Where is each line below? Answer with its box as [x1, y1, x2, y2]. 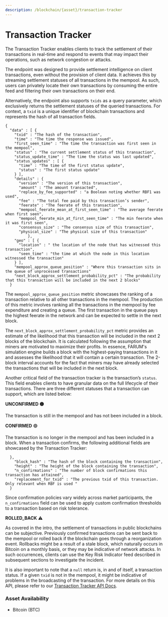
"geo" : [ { [14, 238, 39, 243]
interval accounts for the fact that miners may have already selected [17, 359, 159, 365]
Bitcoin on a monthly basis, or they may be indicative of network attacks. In [5, 546, 161, 552]
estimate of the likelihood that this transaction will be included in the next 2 [5, 333, 160, 339]
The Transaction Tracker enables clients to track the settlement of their [5, 46, 152, 52]
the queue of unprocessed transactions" [5, 269, 92, 274]
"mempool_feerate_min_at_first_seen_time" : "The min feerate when [18, 216, 163, 221]
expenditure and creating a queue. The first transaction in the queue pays [5, 307, 158, 313]
